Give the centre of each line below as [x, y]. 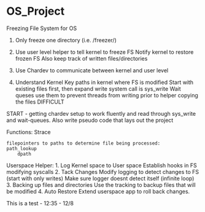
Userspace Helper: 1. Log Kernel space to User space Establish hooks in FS [102, 165]
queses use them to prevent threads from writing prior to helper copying [106, 95]
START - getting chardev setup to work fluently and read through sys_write [101, 113]
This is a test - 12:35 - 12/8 [40, 203]
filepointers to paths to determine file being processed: [83, 143]
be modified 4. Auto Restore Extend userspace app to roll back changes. [98, 191]
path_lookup [21, 148]
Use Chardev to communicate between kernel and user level [92, 70]
